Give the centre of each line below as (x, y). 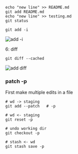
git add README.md (25, 12)
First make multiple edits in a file (39, 93)
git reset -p (19, 120)
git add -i (17, 30)
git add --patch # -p (31, 106)
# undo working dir (26, 129)
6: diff (11, 49)
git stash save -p (25, 147)
